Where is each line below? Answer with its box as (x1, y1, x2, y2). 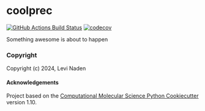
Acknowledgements (6, 79, 59, 86)
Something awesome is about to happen (6, 35, 108, 43)
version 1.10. (6, 99, 37, 106)
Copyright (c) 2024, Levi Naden (6, 65, 86, 72)
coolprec (6, 4, 53, 18)
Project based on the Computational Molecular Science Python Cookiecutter (6, 92, 199, 99)
